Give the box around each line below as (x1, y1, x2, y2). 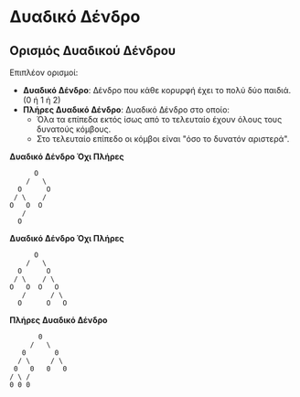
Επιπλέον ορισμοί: (9, 67, 79, 78)
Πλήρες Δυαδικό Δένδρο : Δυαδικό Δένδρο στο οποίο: (22, 104, 230, 115)
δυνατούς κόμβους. (36, 123, 112, 134)
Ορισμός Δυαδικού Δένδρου (9, 43, 177, 59)
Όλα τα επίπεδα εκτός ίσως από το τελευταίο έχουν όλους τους (36, 114, 283, 124)
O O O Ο (9, 283, 59, 292)
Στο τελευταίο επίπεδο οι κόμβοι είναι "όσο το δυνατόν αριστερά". (36, 134, 290, 144)
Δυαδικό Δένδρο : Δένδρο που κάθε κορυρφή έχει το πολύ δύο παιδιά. (22, 85, 292, 95)
